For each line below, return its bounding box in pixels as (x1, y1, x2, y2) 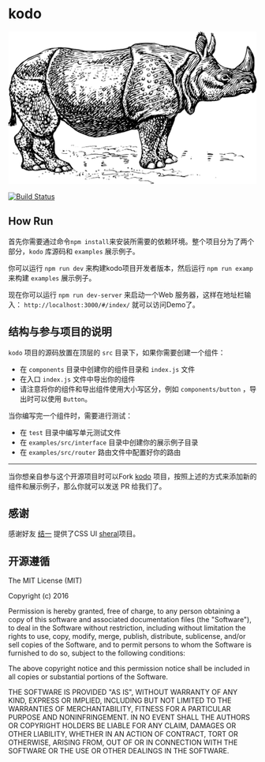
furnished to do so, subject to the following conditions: (8, 648, 185, 658)
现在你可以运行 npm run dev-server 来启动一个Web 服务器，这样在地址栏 (8, 290, 244, 299)
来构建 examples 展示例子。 (8, 273, 96, 283)
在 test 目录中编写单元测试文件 (19, 427, 121, 437)
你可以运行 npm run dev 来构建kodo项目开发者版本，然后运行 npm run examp (8, 263, 254, 272)
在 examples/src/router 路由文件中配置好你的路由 (19, 447, 181, 456)
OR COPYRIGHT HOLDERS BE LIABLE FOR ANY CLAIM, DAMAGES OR (8, 721, 237, 730)
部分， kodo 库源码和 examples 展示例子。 (8, 246, 140, 256)
